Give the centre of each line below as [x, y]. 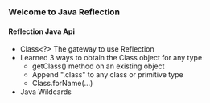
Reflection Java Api [41, 31]
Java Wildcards [46, 92]
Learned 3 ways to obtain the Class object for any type [111, 58]
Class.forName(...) [62, 84]
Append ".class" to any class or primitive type [107, 75]
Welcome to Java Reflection [64, 12]
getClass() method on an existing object [98, 66]
